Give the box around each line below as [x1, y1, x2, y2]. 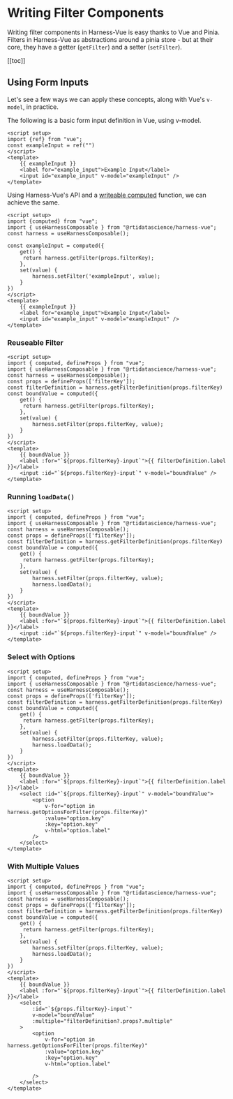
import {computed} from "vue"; [7, 218, 98, 225]
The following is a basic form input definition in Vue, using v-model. [7, 116, 202, 124]
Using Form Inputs [7, 77, 89, 89]
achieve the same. [7, 198, 60, 207]
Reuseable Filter [7, 337, 64, 347]
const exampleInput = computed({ [7, 242, 105, 249]
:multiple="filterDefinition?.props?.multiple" [32, 1017, 173, 1024]
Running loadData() [7, 492, 75, 501]
